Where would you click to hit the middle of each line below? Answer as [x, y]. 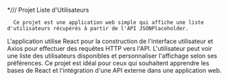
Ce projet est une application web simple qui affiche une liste [109, 23]
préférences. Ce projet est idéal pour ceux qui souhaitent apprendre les [108, 63]
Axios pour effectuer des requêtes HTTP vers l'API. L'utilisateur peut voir [110, 48]
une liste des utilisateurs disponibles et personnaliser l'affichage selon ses [112, 56]
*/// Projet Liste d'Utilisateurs [48, 10]
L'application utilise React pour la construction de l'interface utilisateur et [110, 41]
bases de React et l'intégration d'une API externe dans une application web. [114, 70]
